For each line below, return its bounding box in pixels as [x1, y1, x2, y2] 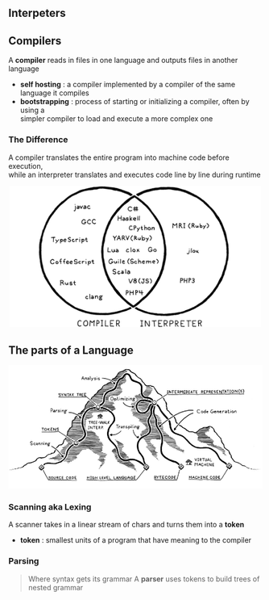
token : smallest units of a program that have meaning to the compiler [19, 535, 252, 545]
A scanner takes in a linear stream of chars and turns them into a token [8, 520, 245, 530]
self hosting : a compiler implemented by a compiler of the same [19, 80, 236, 90]
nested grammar [27, 582, 84, 592]
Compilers [8, 34, 62, 48]
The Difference [8, 134, 68, 145]
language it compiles [19, 88, 90, 98]
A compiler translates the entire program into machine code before [8, 153, 230, 162]
